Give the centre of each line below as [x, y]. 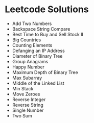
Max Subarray [27, 78]
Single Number [28, 110]
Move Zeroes [26, 94]
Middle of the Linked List [38, 83]
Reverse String [28, 105]
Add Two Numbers [32, 23]
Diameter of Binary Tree [37, 56]
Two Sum [22, 115]
